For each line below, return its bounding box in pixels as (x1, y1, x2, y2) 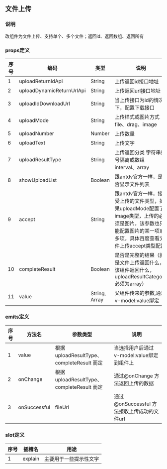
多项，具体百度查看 (114, 234, 160, 241)
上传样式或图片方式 (114, 114, 160, 120)
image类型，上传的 (114, 212, 159, 219)
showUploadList (19, 176, 57, 183)
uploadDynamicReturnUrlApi (19, 87, 86, 94)
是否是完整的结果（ (114, 251, 160, 258)
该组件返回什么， (114, 266, 155, 273)
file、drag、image (114, 121, 158, 128)
